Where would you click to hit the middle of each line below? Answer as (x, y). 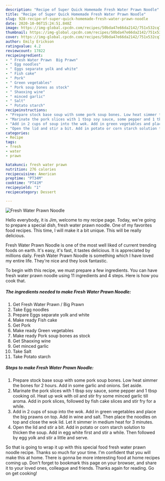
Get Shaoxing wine (32, 341)
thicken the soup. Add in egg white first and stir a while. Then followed (84, 432)
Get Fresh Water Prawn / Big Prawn (48, 304)
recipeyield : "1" (23, 188)
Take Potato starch (32, 356)
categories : (18, 133)
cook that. (16, 281)
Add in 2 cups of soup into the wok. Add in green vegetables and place (84, 411)
